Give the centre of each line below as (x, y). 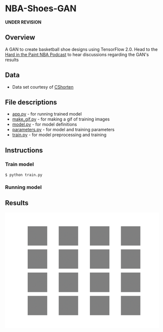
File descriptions (31, 102)
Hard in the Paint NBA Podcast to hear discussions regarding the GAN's (77, 54)
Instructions (24, 150)
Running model (23, 187)
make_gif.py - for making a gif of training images (61, 119)
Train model (20, 164)
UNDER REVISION (23, 22)
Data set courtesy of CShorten (43, 87)
